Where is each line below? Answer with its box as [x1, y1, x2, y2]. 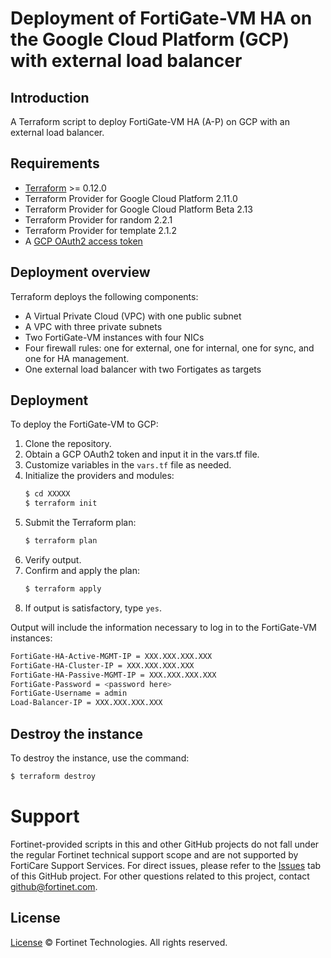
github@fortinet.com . [10, 880, 98, 892]
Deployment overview [10, 264, 151, 281]
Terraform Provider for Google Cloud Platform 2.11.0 [24, 192, 238, 204]
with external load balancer [10, 50, 243, 72]
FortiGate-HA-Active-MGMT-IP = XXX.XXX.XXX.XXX [10, 651, 213, 661]
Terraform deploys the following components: [10, 290, 199, 302]
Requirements [10, 155, 100, 172]
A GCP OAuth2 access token [24, 235, 143, 247]
